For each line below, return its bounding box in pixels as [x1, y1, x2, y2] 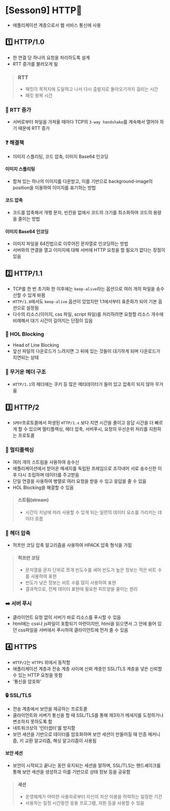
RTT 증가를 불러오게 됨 [12, 61, 58, 67]
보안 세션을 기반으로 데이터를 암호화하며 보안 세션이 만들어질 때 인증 [12, 731, 147, 737]
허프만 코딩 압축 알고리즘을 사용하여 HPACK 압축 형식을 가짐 [12, 542, 132, 548]
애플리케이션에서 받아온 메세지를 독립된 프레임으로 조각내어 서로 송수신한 [12, 465, 157, 471]
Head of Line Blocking [12, 342, 59, 348]
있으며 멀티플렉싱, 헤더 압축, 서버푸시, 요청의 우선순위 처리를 [28, 426, 148, 432]
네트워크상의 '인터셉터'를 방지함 [12, 725, 76, 731]
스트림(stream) [17, 497, 49, 503]
